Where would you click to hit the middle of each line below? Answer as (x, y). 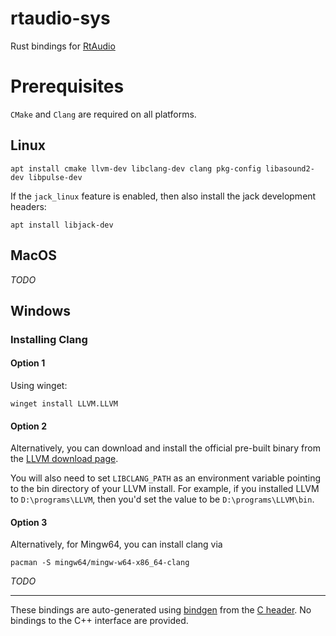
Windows (40, 310)
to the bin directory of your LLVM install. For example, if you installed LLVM (165, 489)
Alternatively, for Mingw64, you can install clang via (116, 544)
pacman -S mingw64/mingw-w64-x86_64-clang (100, 563)
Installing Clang (49, 339)
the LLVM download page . (64, 459)
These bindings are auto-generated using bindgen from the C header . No (161, 610)
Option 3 (29, 522)
